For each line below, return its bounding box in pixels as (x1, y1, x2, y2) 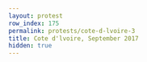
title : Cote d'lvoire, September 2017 (8, 34, 139, 43)
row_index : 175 (8, 19, 60, 27)
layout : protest (8, 11, 63, 20)
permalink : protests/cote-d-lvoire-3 (8, 27, 136, 35)
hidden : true (8, 42, 52, 50)
